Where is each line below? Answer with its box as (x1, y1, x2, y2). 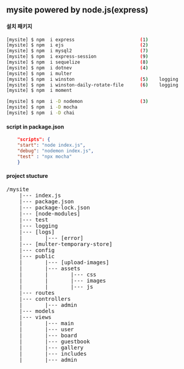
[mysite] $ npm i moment (6, 88, 72, 94)
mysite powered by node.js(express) (6, 5, 149, 15)
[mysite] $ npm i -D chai (6, 110, 75, 116)
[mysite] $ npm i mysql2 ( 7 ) (6, 48, 149, 54)
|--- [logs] (19, 228, 55, 235)
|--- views (19, 314, 52, 320)
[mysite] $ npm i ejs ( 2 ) (6, 42, 149, 48)
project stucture (6, 172, 49, 180)
